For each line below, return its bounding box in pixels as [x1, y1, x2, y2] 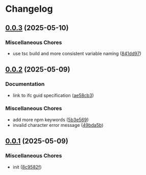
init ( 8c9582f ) [12, 164, 42, 170]
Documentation [5, 80, 45, 87]
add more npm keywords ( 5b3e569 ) [12, 116, 89, 123]
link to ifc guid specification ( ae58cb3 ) [12, 92, 94, 98]
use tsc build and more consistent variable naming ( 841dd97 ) [12, 50, 141, 56]
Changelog [5, 3, 53, 15]
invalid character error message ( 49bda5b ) [12, 122, 104, 128]
